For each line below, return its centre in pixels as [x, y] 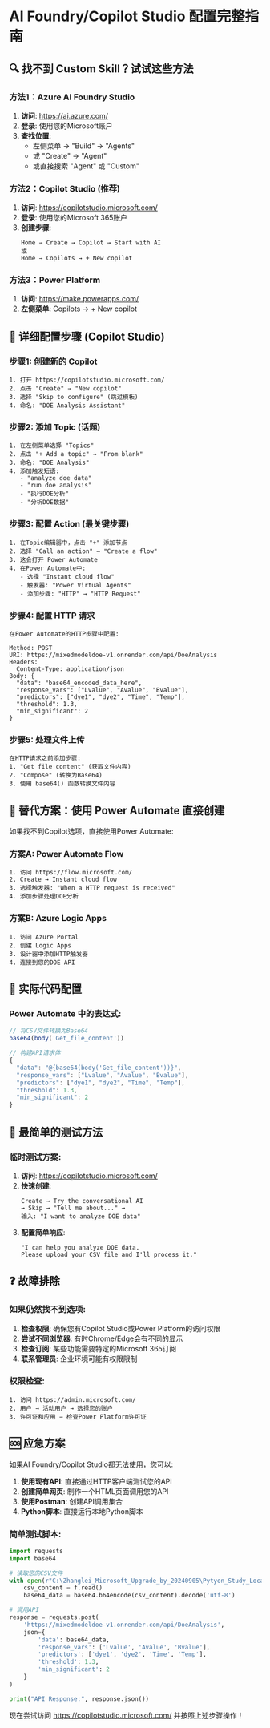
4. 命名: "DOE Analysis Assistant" [67, 406]
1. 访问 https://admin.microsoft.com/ [73, 1399]
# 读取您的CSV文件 [36, 1573]
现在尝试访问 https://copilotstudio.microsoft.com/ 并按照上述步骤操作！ [127, 1715]
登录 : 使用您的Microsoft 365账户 [74, 218]
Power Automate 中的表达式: [65, 1014]
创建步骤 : [36, 228]
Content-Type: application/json [71, 669]
